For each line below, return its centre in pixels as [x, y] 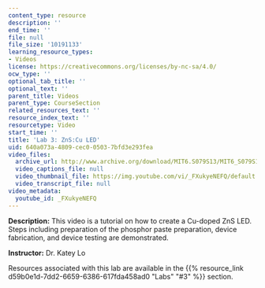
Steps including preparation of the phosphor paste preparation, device [123, 229]
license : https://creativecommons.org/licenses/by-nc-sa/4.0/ [112, 67]
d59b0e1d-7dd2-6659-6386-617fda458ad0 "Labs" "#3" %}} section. [121, 276]
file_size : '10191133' [45, 45]
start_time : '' [33, 132]
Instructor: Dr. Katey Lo [47, 253]
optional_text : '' [38, 89]
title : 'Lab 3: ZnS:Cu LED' [54, 140]
